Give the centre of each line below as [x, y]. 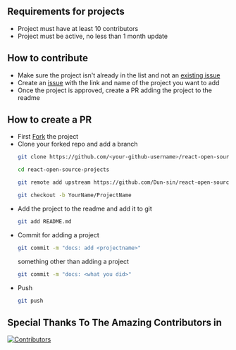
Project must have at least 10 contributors [78, 28]
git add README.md [44, 221]
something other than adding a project [73, 261]
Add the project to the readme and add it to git [85, 208]
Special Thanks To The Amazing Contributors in [114, 322]
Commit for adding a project [58, 235]
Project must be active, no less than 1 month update [92, 36]
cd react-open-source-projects [63, 170]
